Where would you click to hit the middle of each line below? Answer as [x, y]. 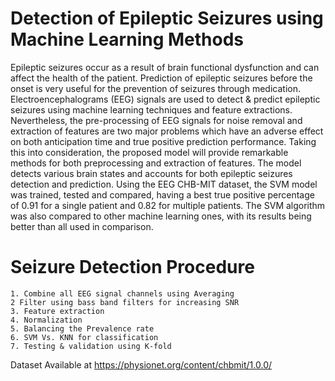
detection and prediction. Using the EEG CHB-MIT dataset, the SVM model [164, 184]
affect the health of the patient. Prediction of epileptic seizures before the [161, 78]
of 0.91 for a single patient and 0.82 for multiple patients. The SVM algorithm [168, 205]
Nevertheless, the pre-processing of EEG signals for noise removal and [156, 120]
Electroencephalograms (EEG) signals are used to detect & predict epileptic [165, 99]
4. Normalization [46, 320]
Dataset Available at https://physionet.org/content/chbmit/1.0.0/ [141, 364]
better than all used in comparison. [82, 226]
